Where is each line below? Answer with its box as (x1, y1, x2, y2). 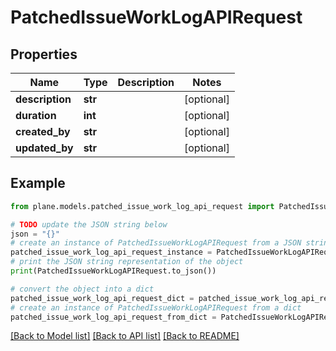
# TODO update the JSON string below (10, 219, 168, 230)
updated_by (15, 141, 74, 155)
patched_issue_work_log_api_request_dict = (10, 293, 195, 303)
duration (15, 109, 57, 122)
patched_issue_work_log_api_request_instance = (10, 247, 213, 258)
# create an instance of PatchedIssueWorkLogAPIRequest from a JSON (10, 238, 302, 248)
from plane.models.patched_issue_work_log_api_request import (10, 201, 275, 211)
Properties (10, 46, 78, 63)
